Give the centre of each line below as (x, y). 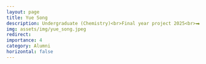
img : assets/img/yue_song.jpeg (46, 29)
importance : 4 (25, 40)
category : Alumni (29, 46)
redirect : (19, 35)
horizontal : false (30, 52)
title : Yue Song (27, 18)
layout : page (23, 12)
